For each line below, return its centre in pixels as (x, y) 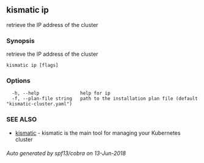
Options (18, 81)
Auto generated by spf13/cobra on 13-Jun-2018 (66, 153)
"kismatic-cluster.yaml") (39, 104)
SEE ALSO (22, 119)
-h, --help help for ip (61, 93)
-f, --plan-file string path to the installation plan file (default (105, 99)
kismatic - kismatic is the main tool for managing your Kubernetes (98, 133)
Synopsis (20, 40)
